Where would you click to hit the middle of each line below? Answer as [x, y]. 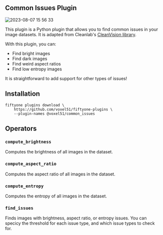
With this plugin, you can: [31, 44]
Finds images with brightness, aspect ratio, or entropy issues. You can [76, 218]
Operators [21, 129]
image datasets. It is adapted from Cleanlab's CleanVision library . [71, 34]
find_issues [19, 208]
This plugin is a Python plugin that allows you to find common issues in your [81, 29]
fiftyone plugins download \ [35, 105]
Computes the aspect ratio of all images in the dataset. [60, 174]
